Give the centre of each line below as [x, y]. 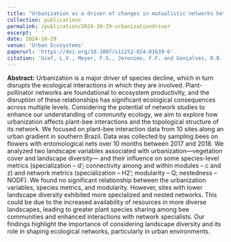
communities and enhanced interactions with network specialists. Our [106, 217]
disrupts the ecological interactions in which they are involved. [96, 85]
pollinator [21, 92]
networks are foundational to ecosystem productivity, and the [122, 92]
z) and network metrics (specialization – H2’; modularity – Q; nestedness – [112, 173]
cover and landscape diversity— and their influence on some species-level [113, 158]
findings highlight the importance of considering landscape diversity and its [114, 223]
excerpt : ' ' [26, 33]
